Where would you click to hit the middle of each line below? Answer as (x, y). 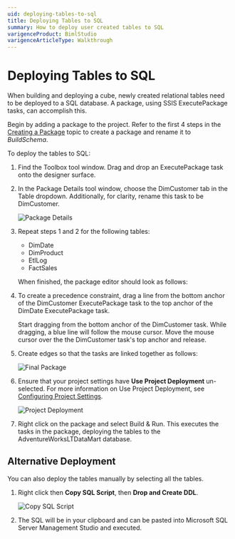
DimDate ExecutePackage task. (64, 311)
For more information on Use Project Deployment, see (126, 389)
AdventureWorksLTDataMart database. (75, 439)
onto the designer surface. (57, 175)
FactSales (43, 268)
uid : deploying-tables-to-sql (52, 14)
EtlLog (38, 260)
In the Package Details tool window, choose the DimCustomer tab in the (122, 189)
